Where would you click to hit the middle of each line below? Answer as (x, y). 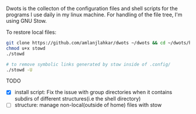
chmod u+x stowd (26, 48)
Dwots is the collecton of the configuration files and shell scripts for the (92, 8)
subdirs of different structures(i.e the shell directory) (78, 99)
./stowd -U (19, 70)
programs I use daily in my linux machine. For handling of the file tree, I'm (94, 15)
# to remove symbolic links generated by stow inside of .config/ (88, 64)
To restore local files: (31, 32)
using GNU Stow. (27, 21)
